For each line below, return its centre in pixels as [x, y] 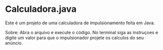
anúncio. [14, 43]
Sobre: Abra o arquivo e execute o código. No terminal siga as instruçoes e [82, 32]
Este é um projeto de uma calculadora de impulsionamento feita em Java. [80, 23]
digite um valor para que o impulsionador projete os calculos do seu [75, 38]
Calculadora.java [41, 9]
